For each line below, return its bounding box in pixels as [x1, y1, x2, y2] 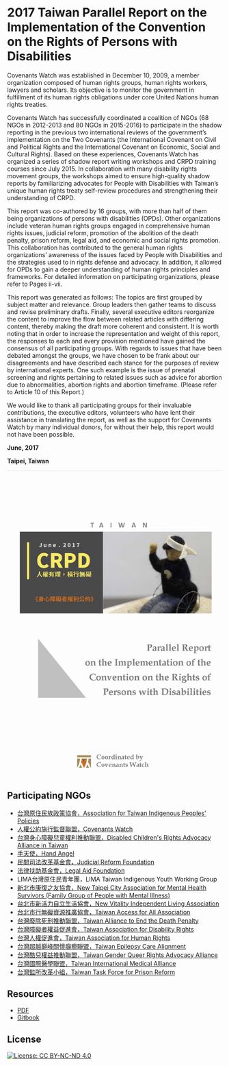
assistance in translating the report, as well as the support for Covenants [7, 415, 212, 424]
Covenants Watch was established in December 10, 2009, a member [7, 71, 200, 80]
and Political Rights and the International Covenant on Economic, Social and [7, 143, 221, 151]
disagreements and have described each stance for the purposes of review [7, 359, 219, 367]
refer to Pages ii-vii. [7, 280, 63, 288]
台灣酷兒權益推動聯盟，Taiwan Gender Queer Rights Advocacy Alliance [16, 951, 218, 959]
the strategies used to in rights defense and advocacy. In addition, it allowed [7, 258, 222, 266]
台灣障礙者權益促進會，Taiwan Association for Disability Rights [16, 925, 194, 933]
